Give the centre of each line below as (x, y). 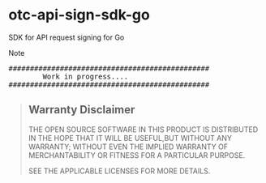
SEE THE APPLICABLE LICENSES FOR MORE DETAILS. (119, 171)
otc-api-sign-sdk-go (79, 15)
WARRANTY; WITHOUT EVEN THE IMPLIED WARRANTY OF (128, 147)
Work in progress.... (86, 76)
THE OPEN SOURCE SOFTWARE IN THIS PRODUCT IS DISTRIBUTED (143, 129)
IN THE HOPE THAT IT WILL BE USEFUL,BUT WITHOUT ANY (130, 138)
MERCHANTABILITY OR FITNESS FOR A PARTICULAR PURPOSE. (137, 155)
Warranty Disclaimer (82, 110)
